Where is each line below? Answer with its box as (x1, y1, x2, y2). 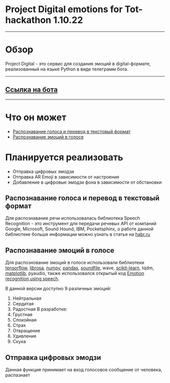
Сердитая (12, 301, 34, 307)
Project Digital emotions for (5, 4, 123, 15)
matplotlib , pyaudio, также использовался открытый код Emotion (5, 270, 144, 276)
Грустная (12, 311, 33, 318)
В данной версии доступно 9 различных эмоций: (5, 286, 111, 292)
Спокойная (12, 317, 37, 323)
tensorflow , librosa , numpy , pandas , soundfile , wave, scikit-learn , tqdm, (5, 265, 154, 271)
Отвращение (12, 328, 40, 334)
